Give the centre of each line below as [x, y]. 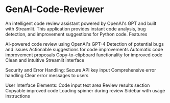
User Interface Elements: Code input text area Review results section [78, 85]
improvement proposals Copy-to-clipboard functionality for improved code [84, 55]
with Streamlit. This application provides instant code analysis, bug [76, 28]
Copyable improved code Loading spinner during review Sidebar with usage [85, 90]
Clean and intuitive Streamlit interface [45, 60]
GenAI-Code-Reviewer [55, 9]
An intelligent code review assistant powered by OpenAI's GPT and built [81, 23]
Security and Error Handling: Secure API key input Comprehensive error [81, 70]
